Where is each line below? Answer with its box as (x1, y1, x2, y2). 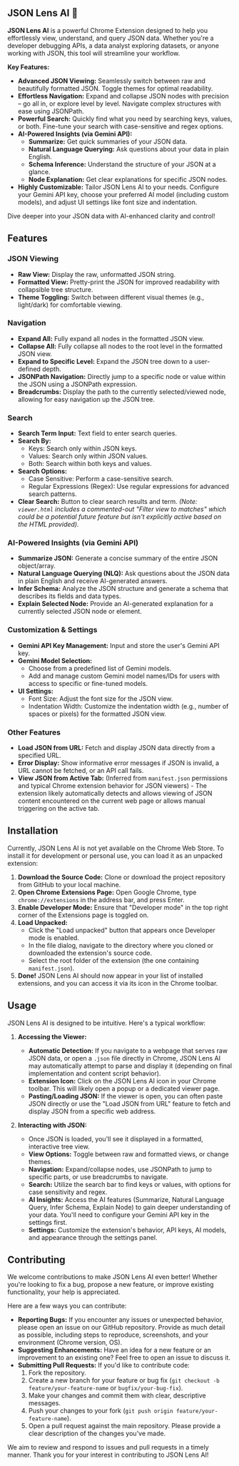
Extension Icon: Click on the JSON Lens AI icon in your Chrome (28, 1076, 216, 1085)
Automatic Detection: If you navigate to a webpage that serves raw (28, 1046, 228, 1055)
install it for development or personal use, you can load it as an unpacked (7, 851, 223, 860)
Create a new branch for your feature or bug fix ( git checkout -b (28, 1376, 220, 1385)
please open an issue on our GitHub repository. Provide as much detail (17, 1323, 225, 1332)
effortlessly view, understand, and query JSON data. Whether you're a (7, 34, 214, 42)
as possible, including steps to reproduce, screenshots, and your (17, 1330, 209, 1339)
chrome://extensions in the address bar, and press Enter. (17, 895, 185, 904)
